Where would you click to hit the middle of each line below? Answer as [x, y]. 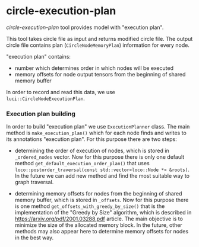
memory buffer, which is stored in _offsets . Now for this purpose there [102, 200]
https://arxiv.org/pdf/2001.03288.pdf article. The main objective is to [99, 219]
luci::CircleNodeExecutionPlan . [45, 98]
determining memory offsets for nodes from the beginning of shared [98, 194]
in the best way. [34, 238]
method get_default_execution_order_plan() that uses [82, 163]
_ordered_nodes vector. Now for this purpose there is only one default [99, 157]
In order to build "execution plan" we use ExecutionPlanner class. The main [98, 127]
